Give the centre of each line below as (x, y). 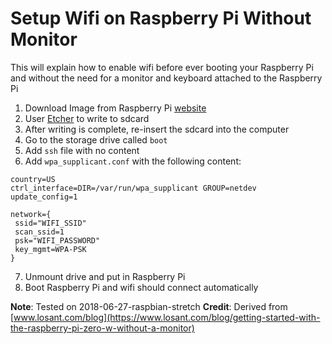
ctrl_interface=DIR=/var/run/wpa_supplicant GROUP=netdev (133, 188)
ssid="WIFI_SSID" (50, 223)
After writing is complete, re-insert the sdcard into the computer (157, 129)
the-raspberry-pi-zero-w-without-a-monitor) (102, 328)
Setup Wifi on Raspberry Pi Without (161, 18)
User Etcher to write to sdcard (87, 118)
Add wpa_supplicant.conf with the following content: (133, 161)
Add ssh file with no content (82, 150)
